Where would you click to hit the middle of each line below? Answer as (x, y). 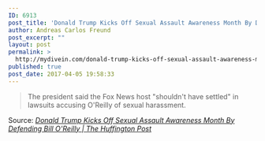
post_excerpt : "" (37, 37)
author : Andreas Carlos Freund (60, 30)
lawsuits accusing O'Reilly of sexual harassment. (107, 105)
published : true (35, 67)
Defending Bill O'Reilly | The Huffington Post (80, 128)
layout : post (30, 45)
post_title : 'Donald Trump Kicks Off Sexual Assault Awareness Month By (130, 23)
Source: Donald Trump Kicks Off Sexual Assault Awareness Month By (121, 120)
